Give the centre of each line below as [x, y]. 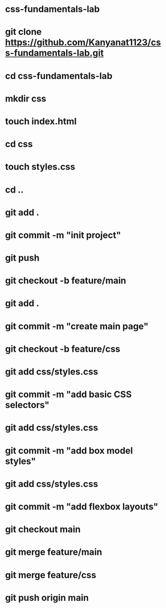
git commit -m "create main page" [77, 326]
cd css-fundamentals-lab [59, 76]
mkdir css [26, 99]
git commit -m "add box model [69, 451]
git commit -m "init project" [63, 235]
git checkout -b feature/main [66, 281]
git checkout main [43, 530]
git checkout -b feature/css [63, 349]
